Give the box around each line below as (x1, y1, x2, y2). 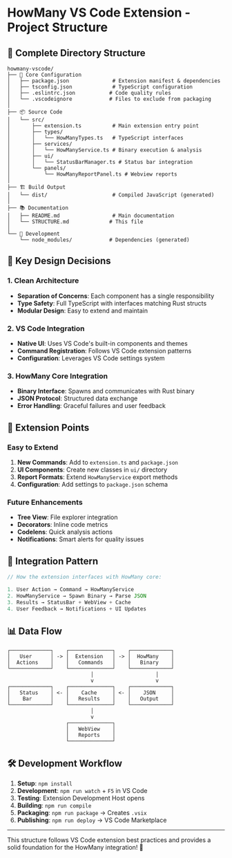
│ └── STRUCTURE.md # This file (7, 218, 144, 225)
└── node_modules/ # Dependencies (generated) (19, 236, 190, 243)
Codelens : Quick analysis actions (17, 528, 113, 537)
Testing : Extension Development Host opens (17, 794, 145, 803)
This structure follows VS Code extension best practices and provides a (7, 836, 211, 844)
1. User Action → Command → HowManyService (7, 586, 135, 593)
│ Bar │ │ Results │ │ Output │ (7, 696, 175, 702)
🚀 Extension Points (7, 422, 90, 433)
